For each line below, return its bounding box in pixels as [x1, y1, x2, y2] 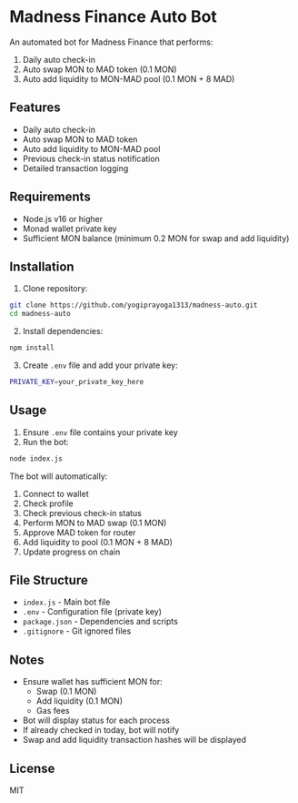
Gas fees [35, 706, 70, 717]
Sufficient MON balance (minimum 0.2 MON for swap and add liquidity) [22, 232, 290, 243]
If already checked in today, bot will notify [22, 725, 180, 736]
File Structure [9, 572, 88, 588]
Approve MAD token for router [22, 526, 136, 538]
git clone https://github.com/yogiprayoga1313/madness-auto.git [9, 300, 258, 310]
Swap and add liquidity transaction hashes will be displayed [22, 735, 247, 746]
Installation [9, 259, 74, 274]
